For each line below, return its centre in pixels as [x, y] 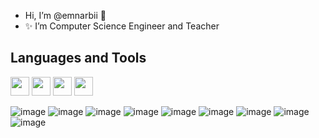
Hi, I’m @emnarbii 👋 [65, 15]
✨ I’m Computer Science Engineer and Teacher [122, 26]
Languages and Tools [78, 58]
